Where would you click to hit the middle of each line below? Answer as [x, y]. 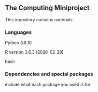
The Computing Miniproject [47, 8]
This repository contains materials [39, 19]
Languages [19, 32]
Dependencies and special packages [49, 74]
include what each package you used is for [48, 85]
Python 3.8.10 [19, 43]
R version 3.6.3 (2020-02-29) [34, 52]
